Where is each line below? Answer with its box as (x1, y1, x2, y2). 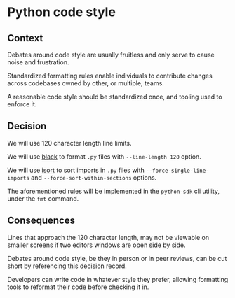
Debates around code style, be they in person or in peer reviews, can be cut (7, 254, 227, 262)
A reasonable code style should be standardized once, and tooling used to (7, 92, 222, 101)
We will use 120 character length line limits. (7, 139, 132, 147)
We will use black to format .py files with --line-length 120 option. (7, 152, 201, 161)
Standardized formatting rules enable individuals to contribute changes (7, 71, 213, 80)
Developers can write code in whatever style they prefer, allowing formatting (7, 275, 229, 283)
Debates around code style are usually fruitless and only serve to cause (7, 50, 215, 59)
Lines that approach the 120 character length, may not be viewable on (7, 233, 210, 241)
